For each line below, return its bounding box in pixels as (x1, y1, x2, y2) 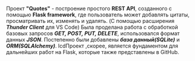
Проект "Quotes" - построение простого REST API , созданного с (6, 5, 172, 12)
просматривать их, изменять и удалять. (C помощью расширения (6, 18, 175, 24)
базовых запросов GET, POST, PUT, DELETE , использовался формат (6, 30, 180, 37)
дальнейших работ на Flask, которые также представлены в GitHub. (6, 49, 180, 55)
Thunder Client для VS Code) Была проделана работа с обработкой (6, 23, 178, 30)
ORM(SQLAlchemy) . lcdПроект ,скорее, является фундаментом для (6, 42, 178, 49)
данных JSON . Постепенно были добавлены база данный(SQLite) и (6, 36, 180, 43)
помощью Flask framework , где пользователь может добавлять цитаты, (6, 11, 190, 18)
